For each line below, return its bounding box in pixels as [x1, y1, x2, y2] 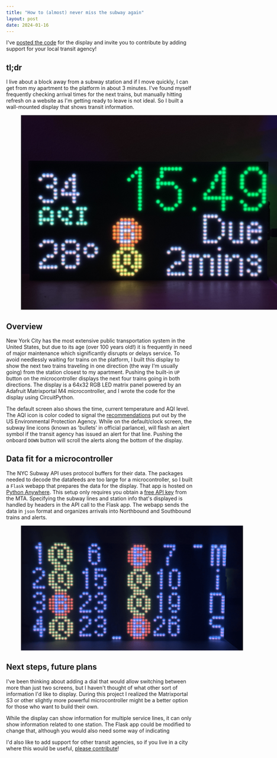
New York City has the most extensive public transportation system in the [6, 337, 185, 344]
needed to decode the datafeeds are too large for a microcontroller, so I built [6, 476, 193, 483]
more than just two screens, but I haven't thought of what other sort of [6, 684, 178, 691]
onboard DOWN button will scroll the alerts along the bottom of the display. [6, 437, 183, 444]
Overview [6, 321, 43, 331]
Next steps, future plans [6, 662, 98, 672]
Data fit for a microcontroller [6, 454, 114, 464]
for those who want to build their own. [6, 703, 99, 710]
